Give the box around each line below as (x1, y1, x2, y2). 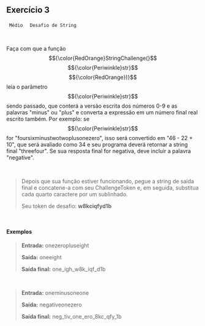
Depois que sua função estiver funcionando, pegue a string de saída (21, 177, 195, 185)
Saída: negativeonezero (21, 301, 82, 308)
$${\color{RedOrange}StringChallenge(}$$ (48, 54, 157, 62)
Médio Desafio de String (9, 22, 76, 28)
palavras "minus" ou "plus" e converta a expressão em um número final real (6, 108, 198, 116)
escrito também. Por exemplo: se (6, 115, 90, 122)
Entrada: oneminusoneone (21, 289, 89, 297)
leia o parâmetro (6, 83, 48, 91)
